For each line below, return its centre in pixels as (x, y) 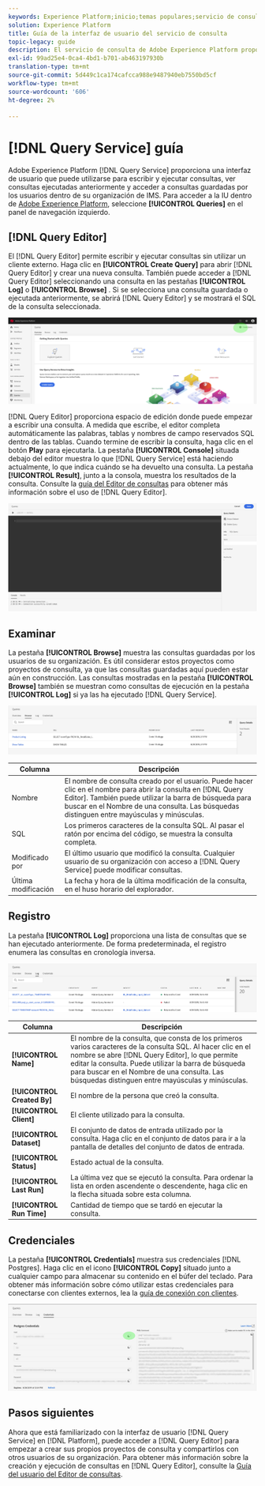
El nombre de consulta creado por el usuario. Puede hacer (159, 781)
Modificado (30, 857)
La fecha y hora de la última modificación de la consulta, (155, 881)
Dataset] (26, 1142)
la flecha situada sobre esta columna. (131, 1194)
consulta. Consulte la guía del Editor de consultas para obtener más (118, 483)
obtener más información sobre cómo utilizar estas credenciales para (121, 1285)
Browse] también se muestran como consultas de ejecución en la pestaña (129, 687)
